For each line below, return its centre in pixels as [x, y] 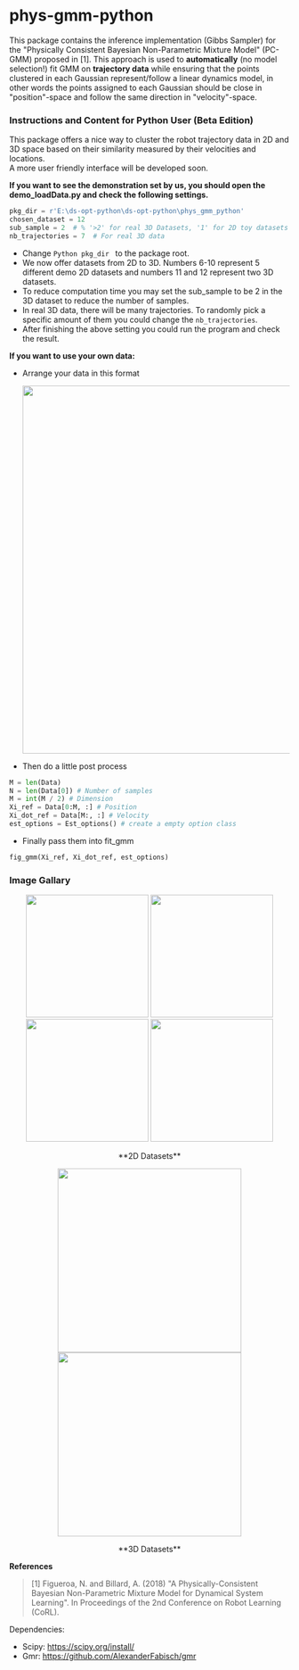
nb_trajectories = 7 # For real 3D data [87, 236]
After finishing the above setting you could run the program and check [151, 329]
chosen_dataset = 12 [48, 219]
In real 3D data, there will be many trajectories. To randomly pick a [144, 310]
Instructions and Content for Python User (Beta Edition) [131, 120]
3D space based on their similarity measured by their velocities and [133, 149]
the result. [40, 338]
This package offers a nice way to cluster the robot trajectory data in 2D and [149, 140]
